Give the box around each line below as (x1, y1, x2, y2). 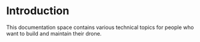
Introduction (6, 4, 70, 18)
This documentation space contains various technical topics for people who (6, 24, 194, 31)
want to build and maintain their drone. (6, 30, 102, 37)
